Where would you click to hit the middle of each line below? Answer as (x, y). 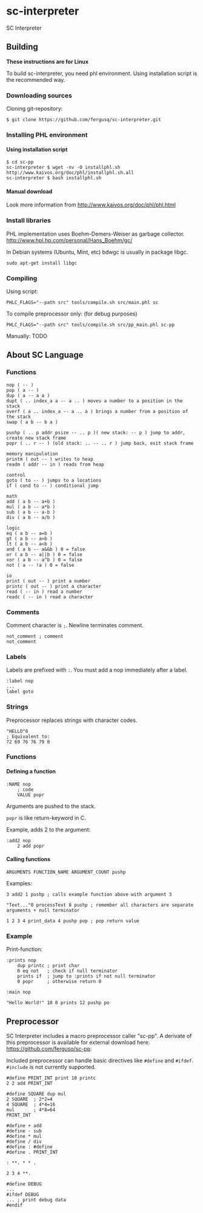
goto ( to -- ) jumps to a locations (54, 480)
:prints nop (21, 960)
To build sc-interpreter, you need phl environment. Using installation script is (102, 73)
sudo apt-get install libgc (42, 263)
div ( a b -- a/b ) (31, 517)
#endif (15, 1205)
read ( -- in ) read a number (45, 592)
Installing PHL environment (47, 134)
